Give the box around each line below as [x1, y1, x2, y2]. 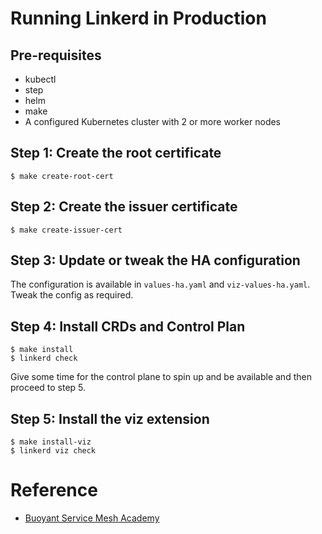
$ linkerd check [10, 353, 78, 364]
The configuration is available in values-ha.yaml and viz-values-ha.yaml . [10, 278, 311, 291]
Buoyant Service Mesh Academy [24, 512, 160, 524]
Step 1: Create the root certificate [10, 145, 222, 162]
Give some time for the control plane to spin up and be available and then [10, 371, 312, 383]
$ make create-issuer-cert [10, 225, 123, 235]
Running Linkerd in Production [10, 7, 267, 30]
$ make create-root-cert [10, 171, 114, 181]
